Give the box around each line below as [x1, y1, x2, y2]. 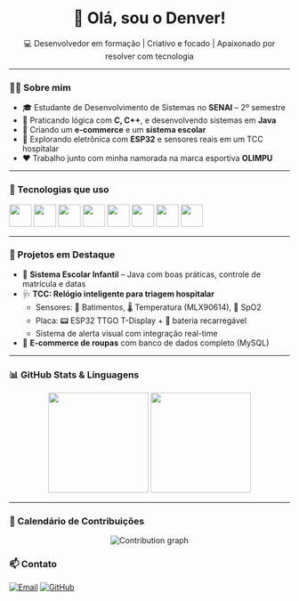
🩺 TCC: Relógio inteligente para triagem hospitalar [21, 288, 215, 299]
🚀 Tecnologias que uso [9, 183, 109, 196]
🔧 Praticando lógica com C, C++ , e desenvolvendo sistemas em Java [21, 115, 277, 126]
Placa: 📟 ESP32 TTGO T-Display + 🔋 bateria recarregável [35, 315, 247, 326]
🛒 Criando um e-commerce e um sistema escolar [21, 125, 206, 135]
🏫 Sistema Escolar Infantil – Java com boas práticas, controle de [21, 269, 261, 280]
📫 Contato [9, 558, 58, 571]
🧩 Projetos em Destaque [9, 248, 116, 261]
